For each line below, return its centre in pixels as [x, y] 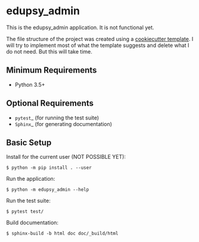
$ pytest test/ [25, 212]
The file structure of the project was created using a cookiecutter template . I [100, 39]
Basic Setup [29, 142]
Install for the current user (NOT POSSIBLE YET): [66, 157]
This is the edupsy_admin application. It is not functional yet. [80, 27]
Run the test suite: [28, 201]
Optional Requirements [50, 103]
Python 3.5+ [30, 84]
